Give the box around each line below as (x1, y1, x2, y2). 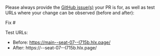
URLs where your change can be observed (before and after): (5, 10, 135, 16)
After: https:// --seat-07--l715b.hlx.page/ (12, 45, 97, 50)
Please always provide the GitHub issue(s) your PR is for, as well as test (5, 5, 155, 10)
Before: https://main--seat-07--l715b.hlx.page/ (12, 39, 111, 45)
